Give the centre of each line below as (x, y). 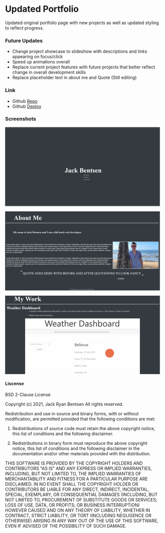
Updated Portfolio (42, 9)
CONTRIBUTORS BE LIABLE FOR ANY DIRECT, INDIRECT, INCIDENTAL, (77, 489)
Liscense (15, 384)
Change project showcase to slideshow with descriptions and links (80, 51)
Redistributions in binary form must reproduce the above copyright (80, 443)
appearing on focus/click (37, 57)
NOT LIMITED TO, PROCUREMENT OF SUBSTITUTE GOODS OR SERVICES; (81, 500)
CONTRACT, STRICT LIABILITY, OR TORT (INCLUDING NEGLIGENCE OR (78, 515)
